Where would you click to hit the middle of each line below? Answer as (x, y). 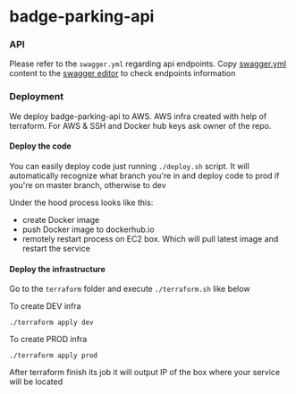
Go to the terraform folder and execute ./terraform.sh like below (130, 289)
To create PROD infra (48, 339)
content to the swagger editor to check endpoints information (123, 73)
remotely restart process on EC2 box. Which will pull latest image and (150, 238)
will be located (36, 381)
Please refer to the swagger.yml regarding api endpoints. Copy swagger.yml (148, 64)
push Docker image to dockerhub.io (88, 229)
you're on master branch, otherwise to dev (88, 184)
